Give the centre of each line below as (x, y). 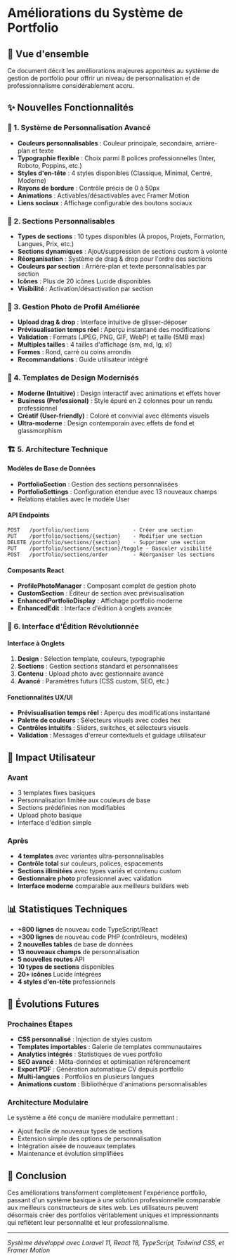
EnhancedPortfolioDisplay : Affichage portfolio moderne (100, 601)
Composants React (36, 570)
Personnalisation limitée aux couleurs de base (84, 800)
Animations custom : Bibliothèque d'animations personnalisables (112, 1084)
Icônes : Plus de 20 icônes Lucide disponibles (84, 281)
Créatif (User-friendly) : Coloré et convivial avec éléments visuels (113, 416)
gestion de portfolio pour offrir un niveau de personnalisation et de (104, 78)
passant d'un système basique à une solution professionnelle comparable (114, 1200)
